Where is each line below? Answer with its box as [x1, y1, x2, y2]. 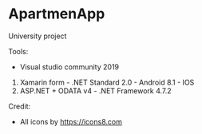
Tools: [8, 46, 29, 56]
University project [8, 31, 67, 41]
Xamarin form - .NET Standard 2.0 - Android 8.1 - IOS [19, 77, 195, 87]
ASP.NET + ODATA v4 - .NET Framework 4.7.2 [19, 85, 172, 96]
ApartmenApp [8, 5, 105, 23]
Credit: [8, 101, 31, 111]
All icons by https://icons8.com [19, 116, 122, 126]
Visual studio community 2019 [19, 61, 120, 72]
